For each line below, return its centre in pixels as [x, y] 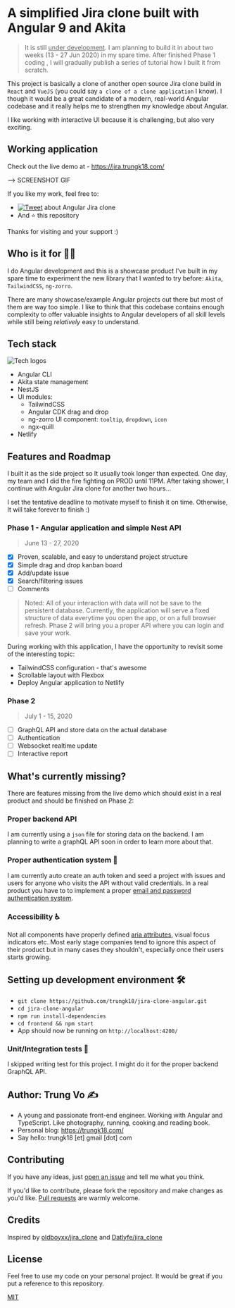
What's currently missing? [67, 776]
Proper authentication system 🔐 [63, 860]
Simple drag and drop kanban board [70, 564]
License [25, 1259]
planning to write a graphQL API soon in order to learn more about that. [110, 842]
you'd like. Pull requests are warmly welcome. [74, 1198]
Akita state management [53, 382]
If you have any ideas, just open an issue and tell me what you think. [106, 1177]
